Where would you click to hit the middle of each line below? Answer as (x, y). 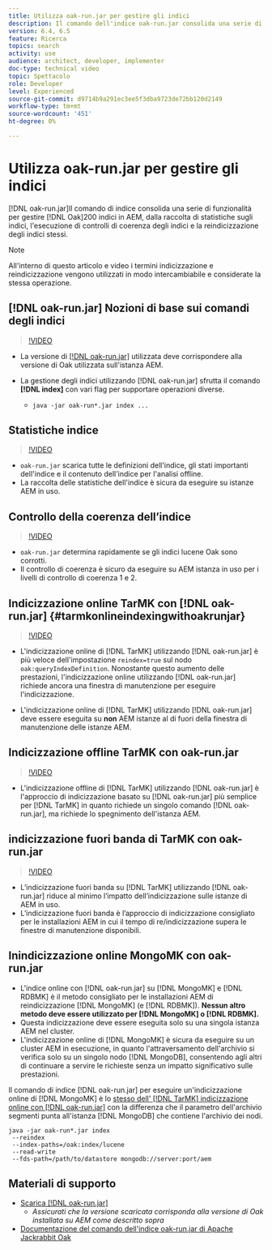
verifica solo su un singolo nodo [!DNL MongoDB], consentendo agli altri (141, 1057)
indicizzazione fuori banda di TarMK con (113, 839)
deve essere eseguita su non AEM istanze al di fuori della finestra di (134, 719)
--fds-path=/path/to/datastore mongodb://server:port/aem (112, 1159)
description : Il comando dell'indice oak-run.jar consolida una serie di (136, 24)
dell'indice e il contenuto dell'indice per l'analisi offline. (112, 474)
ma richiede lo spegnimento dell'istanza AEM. (124, 813)
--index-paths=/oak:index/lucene (68, 1145)
